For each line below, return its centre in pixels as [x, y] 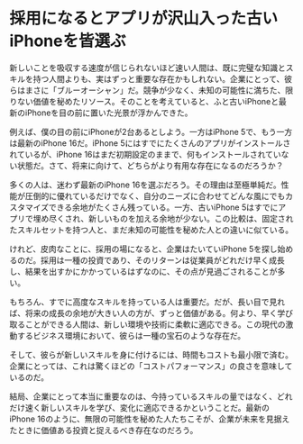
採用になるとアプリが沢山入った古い [144, 18]
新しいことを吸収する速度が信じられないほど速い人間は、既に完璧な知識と [147, 68]
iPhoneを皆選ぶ [68, 41]
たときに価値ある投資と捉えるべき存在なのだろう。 [104, 430]
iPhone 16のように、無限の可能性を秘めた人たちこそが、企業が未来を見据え [150, 419]
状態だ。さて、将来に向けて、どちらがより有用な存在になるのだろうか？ [150, 165]
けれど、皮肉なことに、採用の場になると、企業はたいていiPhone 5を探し [143, 249]
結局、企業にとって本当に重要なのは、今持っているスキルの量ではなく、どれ [151, 396]
